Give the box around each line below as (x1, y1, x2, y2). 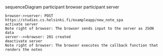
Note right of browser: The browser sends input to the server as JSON (5, 26, 154, 31)
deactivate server (5, 39, 42, 43)
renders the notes (5, 47, 42, 52)
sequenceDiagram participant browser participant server (5, 4, 120, 10)
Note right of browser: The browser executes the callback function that (5, 43, 159, 48)
